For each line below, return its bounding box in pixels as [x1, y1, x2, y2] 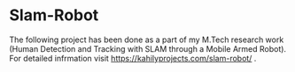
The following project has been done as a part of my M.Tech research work [9, 34, 284, 45]
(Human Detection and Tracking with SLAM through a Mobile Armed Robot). [9, 43, 286, 54]
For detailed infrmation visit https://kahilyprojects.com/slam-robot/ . [9, 53, 257, 63]
